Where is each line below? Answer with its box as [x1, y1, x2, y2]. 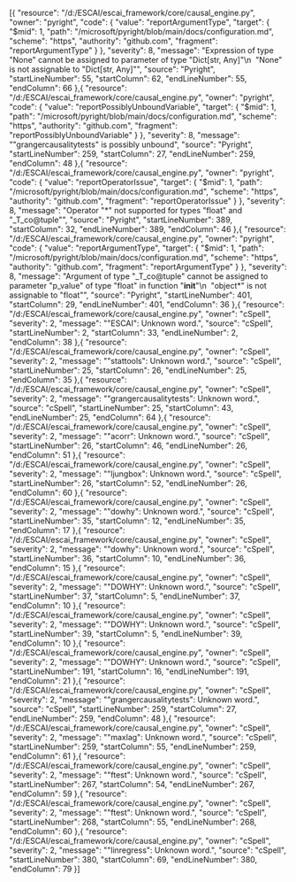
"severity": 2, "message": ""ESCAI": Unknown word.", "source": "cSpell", [9, 318, 274, 329]
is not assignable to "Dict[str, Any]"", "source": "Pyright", [9, 64, 216, 74]
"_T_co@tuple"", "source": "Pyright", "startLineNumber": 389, [9, 214, 232, 225]
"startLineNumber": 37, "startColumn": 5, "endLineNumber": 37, [9, 591, 240, 601]
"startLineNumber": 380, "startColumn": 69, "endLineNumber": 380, [9, 855, 258, 864]
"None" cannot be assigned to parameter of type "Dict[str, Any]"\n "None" [9, 55, 283, 65]
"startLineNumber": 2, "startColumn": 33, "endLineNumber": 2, [9, 328, 239, 337]
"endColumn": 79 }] [9, 863, 81, 874]
